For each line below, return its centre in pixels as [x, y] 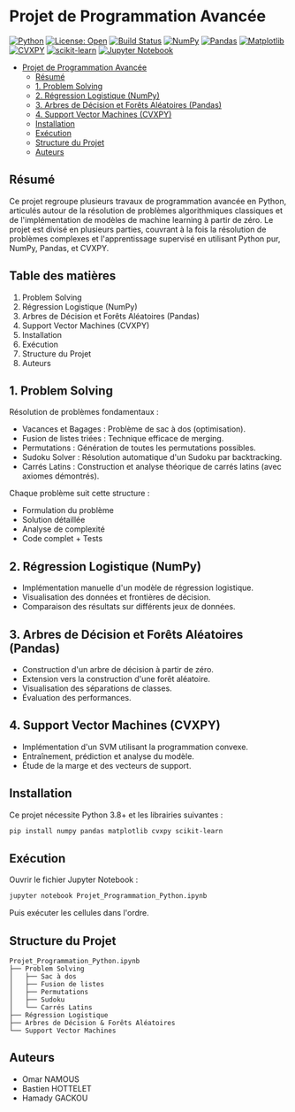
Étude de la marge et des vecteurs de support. [106, 765]
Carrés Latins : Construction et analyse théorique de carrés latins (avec [151, 467]
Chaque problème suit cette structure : [79, 494]
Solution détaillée [53, 520]
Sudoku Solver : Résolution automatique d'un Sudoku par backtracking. [152, 457]
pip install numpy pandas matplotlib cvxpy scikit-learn [116, 831]
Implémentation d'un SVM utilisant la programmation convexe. [135, 747]
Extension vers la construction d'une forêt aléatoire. [116, 679]
